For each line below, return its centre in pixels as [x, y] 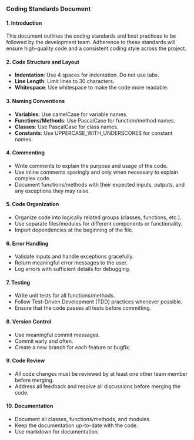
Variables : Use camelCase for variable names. [71, 114]
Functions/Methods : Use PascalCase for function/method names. [95, 120]
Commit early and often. [44, 341]
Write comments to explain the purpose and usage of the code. [91, 166]
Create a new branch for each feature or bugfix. [73, 347]
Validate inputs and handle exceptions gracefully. [74, 257]
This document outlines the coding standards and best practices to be [91, 36]
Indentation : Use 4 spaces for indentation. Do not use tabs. [87, 75]
